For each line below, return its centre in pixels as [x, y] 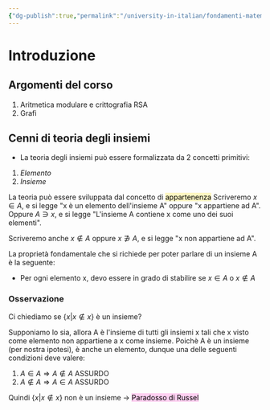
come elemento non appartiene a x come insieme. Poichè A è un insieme [129, 340]
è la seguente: [32, 263]
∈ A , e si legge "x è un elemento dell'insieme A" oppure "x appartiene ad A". [135, 206]
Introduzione [52, 55]
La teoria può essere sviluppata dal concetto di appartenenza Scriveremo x [133, 197]
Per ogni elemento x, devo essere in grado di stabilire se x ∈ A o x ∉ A [137, 278]
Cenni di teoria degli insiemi [80, 139]
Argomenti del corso [61, 85]
